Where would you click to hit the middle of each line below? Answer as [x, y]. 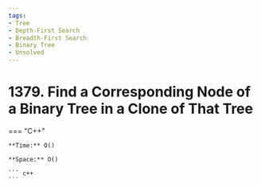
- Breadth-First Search [48, 38]
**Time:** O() [32, 145]
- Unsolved [26, 53]
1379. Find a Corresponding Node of [129, 92]
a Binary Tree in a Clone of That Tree [130, 109]
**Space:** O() [33, 159]
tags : [17, 16]
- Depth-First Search [44, 30]
